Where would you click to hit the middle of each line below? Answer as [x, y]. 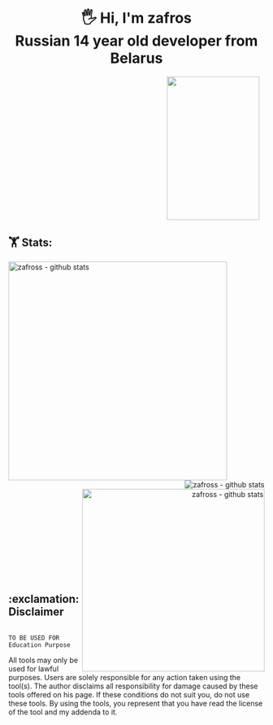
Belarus [136, 58]
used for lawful [34, 668]
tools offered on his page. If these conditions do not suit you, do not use [129, 694]
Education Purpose [39, 645]
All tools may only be [43, 660]
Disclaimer [36, 612]
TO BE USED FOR [34, 638]
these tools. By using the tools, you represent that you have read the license [136, 703]
